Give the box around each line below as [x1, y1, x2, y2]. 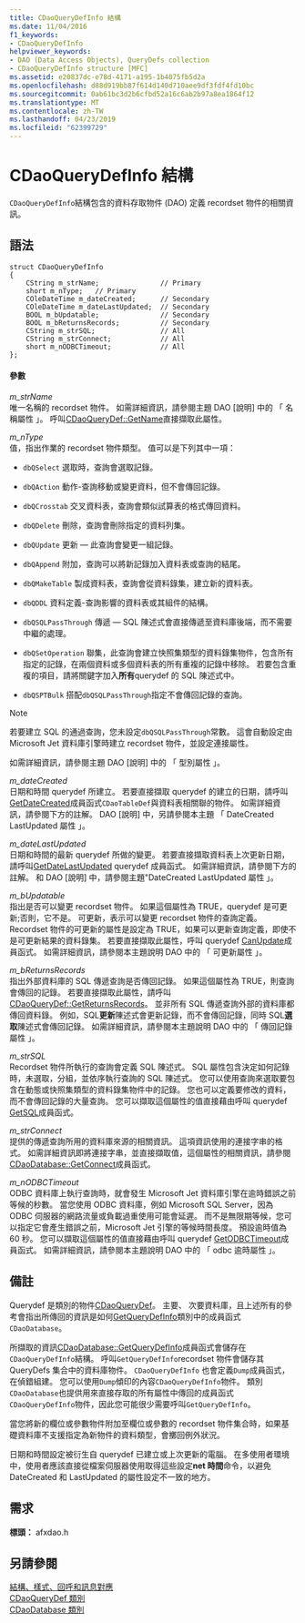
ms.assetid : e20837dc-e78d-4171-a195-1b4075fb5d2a [9, 73, 206, 82]
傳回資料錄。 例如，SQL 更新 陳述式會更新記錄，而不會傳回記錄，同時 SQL [9, 1009, 285, 1020]
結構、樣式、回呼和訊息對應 [9, 1581, 114, 1593]
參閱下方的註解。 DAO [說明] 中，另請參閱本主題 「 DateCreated [33, 808, 275, 819]
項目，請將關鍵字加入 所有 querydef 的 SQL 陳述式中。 [38, 670, 239, 681]
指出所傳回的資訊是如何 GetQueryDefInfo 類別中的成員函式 [25, 1311, 241, 1322]
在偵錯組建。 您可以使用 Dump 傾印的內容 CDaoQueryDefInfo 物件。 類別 [9, 1375, 264, 1386]
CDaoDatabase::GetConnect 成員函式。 [9, 1158, 157, 1170]
